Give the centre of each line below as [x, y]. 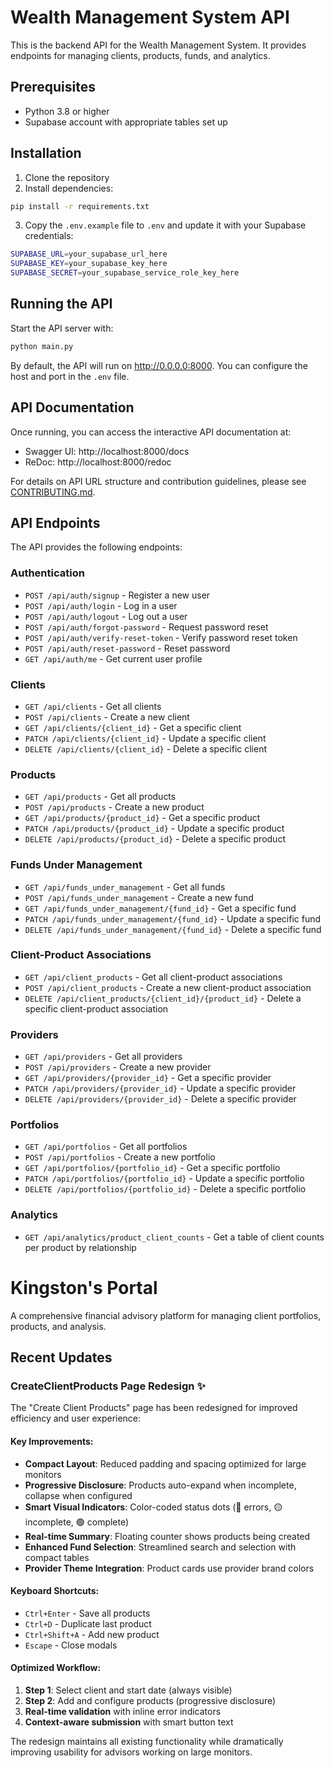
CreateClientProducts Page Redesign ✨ [108, 1386]
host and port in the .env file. [70, 376]
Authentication [47, 573]
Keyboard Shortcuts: [55, 1591]
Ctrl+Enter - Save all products [87, 1613]
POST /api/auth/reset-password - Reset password [127, 648]
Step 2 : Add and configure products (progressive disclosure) [150, 1700]
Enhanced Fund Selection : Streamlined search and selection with [160, 1547]
